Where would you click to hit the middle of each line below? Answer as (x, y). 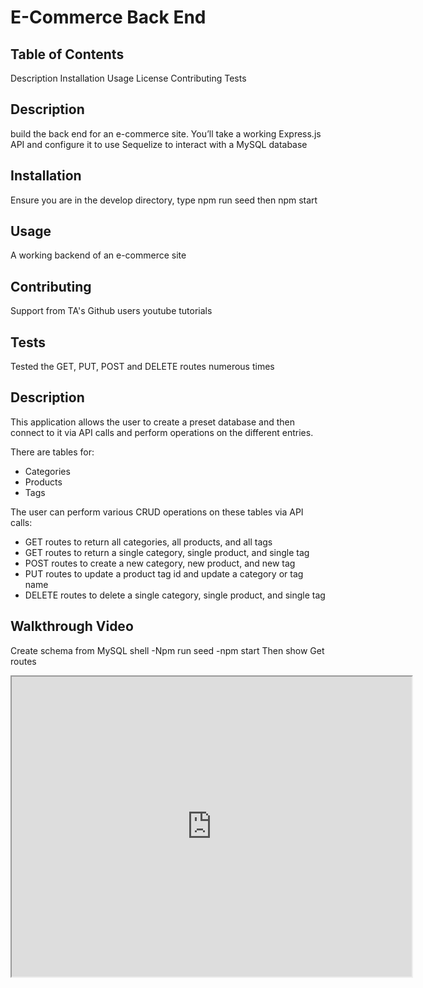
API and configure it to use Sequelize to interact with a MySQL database (159, 144)
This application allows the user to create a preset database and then (153, 422)
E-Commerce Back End (108, 17)
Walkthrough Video (72, 626)
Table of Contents (67, 54)
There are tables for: (52, 452)
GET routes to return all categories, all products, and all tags (148, 542)
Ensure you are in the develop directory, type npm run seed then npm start (164, 200)
